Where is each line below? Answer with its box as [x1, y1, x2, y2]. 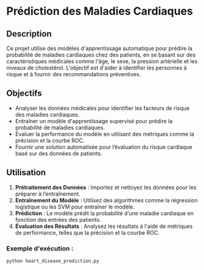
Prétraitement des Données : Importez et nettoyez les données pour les [15, 183, 197, 191]
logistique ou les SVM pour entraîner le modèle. [15, 203, 135, 210]
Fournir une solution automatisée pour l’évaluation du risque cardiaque [15, 143, 193, 151]
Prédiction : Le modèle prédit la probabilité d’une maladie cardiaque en [15, 209, 194, 217]
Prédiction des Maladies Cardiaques [6, 4, 194, 18]
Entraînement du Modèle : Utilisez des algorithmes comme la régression [15, 196, 198, 204]
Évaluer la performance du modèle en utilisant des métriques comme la [15, 130, 195, 138]
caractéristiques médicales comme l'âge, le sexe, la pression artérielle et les [6, 58, 198, 65]
